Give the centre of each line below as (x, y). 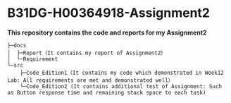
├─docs (17, 45)
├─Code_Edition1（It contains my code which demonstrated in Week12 (122, 73)
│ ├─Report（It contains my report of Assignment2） (87, 53)
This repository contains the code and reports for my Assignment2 (107, 32)
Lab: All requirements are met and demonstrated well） (90, 80)
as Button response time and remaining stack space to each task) (107, 92)
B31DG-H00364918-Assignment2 (108, 13)
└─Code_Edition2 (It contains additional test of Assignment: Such (121, 86)
